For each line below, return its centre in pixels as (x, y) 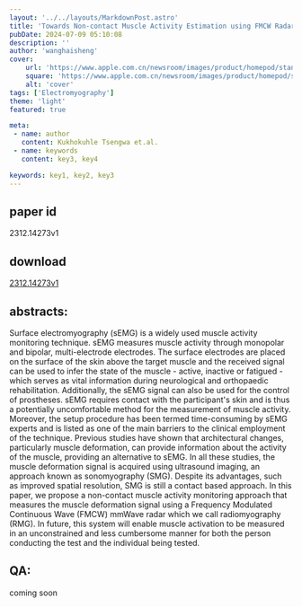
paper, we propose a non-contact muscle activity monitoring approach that (148, 495)
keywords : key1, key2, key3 (62, 175)
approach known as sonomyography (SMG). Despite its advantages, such (146, 476)
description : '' (40, 43)
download (38, 261)
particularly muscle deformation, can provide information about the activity (148, 447)
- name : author (41, 134)
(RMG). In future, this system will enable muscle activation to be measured (147, 523)
